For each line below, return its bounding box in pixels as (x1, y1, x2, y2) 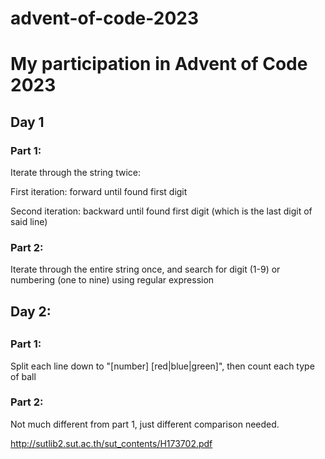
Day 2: (10, 303, 52, 320)
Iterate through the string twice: (10, 167, 141, 179)
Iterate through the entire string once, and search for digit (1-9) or (10, 263, 281, 276)
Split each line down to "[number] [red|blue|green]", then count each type (10, 360, 315, 372)
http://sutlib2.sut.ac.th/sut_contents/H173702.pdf (10, 437, 213, 449)
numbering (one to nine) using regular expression (10, 274, 215, 286)
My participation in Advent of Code (10, 53, 308, 76)
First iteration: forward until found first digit (10, 186, 188, 198)
